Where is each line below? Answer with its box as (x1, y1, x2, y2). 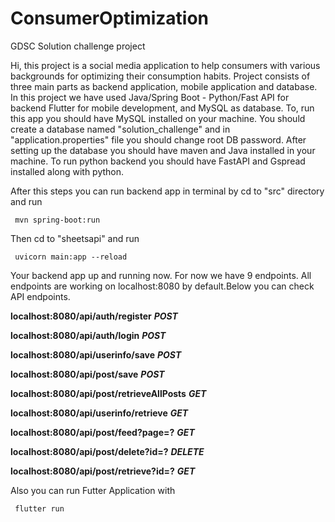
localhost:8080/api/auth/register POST (10, 310, 178, 322)
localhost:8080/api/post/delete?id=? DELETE (10, 445, 205, 457)
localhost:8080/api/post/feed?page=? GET (10, 426, 195, 438)
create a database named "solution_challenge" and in (10, 123, 231, 135)
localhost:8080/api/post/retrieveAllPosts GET (10, 387, 207, 399)
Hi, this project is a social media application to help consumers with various (10, 59, 321, 71)
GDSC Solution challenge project (10, 40, 146, 52)
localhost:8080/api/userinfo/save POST (10, 348, 182, 361)
